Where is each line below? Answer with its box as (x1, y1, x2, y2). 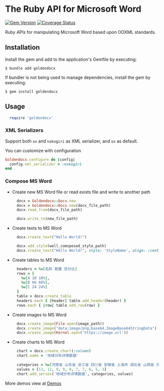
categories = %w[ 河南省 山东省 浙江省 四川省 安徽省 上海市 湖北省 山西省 (17, 362, 155, 367)
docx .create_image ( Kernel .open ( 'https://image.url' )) (17, 330, 128, 335)
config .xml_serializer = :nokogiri (9, 162, 82, 167)
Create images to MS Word (12, 312, 67, 318)
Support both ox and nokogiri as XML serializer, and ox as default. (5, 138, 138, 144)
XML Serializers (5, 127, 44, 134)
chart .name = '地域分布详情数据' (17, 353, 79, 358)
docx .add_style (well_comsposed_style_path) (17, 244, 106, 248)
